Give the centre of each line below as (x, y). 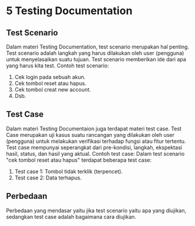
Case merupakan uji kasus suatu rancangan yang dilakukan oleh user (90, 135)
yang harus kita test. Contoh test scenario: (57, 65)
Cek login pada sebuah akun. (50, 77)
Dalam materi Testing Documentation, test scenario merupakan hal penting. (98, 47)
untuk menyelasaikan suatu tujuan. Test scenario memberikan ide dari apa (96, 59)
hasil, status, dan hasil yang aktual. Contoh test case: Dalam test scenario (95, 153)
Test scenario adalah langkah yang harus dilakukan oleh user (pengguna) (95, 53)
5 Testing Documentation (69, 11)
